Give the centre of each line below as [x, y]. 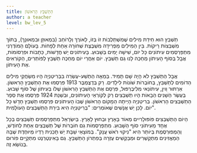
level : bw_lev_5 [26, 23]
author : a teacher [29, 17]
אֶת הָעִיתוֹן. [18, 65]
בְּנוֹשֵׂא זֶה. [17, 144]
